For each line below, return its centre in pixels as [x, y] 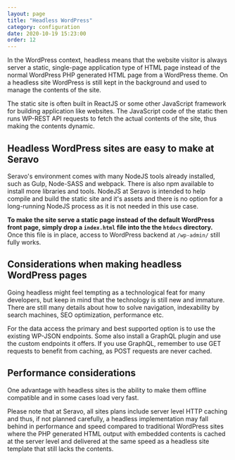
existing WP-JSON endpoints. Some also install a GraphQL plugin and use [114, 336]
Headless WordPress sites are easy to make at [111, 148]
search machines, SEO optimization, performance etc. [85, 315]
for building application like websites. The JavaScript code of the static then [118, 111]
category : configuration [44, 27]
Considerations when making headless [95, 265]
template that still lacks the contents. [61, 449]
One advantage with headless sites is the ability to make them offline [107, 390]
